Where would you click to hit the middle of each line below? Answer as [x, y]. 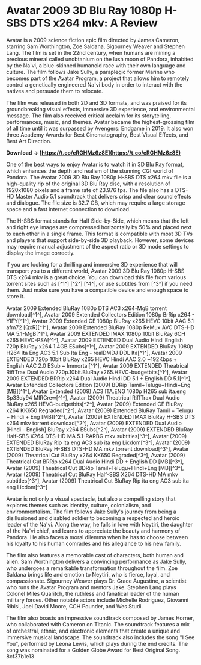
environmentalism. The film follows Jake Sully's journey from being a [91, 512]
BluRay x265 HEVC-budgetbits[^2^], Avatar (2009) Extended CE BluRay [94, 404]
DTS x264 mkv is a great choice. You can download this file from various [96, 277]
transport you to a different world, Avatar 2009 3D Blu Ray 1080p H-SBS [95, 271]
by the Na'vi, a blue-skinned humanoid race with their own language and [96, 65]
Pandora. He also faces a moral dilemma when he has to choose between [97, 537]
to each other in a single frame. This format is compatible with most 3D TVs [100, 234]
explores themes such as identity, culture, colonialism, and [79, 505]
